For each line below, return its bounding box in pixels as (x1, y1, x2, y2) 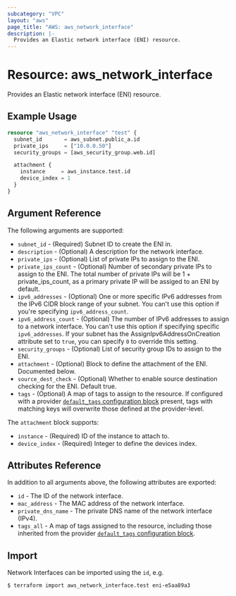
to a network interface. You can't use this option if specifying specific (17, 322, 220, 330)
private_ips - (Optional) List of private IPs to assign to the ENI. (17, 254, 200, 263)
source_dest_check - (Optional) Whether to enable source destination (17, 374, 218, 383)
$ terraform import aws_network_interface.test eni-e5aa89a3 (7, 582, 191, 589)
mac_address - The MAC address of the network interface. (17, 499, 185, 508)
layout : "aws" (7, 17, 49, 24)
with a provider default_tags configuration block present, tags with (17, 397, 213, 405)
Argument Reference (7, 207, 101, 219)
